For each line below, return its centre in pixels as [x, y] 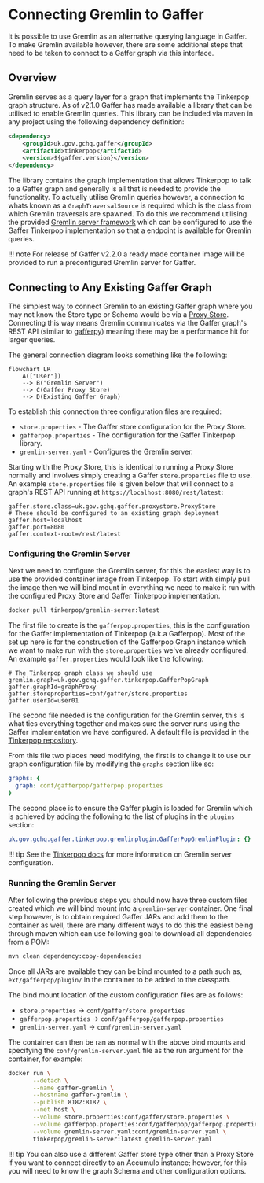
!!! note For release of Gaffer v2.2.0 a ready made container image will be [126, 254]
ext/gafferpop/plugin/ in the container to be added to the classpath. [120, 979]
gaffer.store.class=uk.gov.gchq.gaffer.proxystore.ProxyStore [112, 506]
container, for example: [46, 1059]
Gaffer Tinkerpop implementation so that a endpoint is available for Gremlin [130, 230]
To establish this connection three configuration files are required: [115, 411]
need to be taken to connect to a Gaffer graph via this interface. [111, 53]
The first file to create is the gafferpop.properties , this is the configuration [129, 625]
